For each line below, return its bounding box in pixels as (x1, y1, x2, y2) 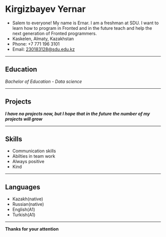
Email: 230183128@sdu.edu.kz (12, 46, 75, 52)
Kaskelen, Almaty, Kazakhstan (12, 36, 74, 42)
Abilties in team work (12, 153, 55, 159)
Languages (5, 182, 41, 191)
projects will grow (5, 116, 43, 122)
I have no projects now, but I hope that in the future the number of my (5, 111, 150, 117)
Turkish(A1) (12, 212, 36, 218)
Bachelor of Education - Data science (5, 78, 83, 84)
